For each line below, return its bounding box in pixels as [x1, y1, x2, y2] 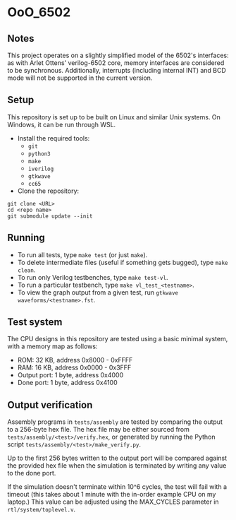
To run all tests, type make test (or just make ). [17, 250, 148, 259]
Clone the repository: [17, 187, 80, 195]
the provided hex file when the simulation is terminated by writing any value [7, 461, 227, 470]
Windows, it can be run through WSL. [7, 120, 116, 129]
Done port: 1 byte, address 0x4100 [17, 379, 118, 387]
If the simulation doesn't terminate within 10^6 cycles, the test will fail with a [7, 483, 228, 491]
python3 [27, 150, 51, 158]
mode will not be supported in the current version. [7, 73, 153, 82]
